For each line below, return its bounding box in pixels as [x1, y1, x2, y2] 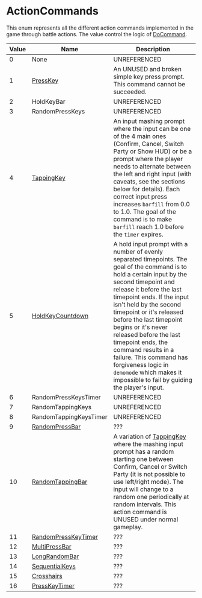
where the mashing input [113, 439, 183, 448]
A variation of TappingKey [113, 432, 186, 441]
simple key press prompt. [113, 72, 185, 81]
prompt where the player [113, 154, 183, 163]
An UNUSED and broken [113, 65, 182, 73]
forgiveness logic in [113, 360, 169, 369]
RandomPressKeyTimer [32, 532, 98, 541]
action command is [113, 507, 167, 516]
